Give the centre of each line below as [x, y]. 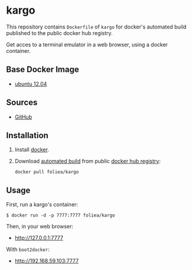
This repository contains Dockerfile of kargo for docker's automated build [96, 27]
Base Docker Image [43, 70]
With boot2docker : [28, 249]
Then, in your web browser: [40, 227]
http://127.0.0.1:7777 [39, 238]
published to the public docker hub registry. [60, 33]
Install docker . [32, 150]
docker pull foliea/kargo [47, 172]
